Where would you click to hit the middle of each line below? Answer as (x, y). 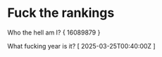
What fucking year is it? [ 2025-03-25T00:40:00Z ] (82, 46)
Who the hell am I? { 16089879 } (54, 32)
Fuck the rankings (61, 13)
